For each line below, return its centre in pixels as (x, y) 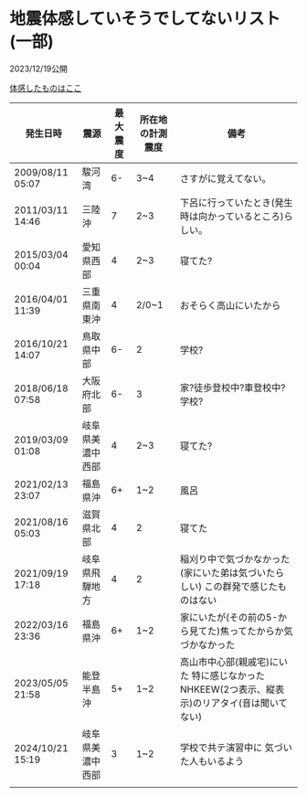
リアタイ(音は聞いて (244, 703)
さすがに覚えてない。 (225, 178)
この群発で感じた (241, 586)
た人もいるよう (212, 761)
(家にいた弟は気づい (223, 572)
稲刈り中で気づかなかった (235, 558)
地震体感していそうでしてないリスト (145, 19)
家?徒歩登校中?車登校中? (233, 388)
